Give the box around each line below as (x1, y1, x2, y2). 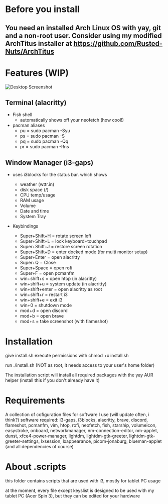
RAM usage (20, 197, 44, 204)
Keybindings (12, 223, 39, 229)
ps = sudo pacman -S (20, 133, 65, 139)
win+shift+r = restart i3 (20, 291, 68, 297)
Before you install (5, 4, 80, 15)
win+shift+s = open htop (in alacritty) (20, 275, 97, 282)
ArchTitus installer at (5, 39, 72, 48)
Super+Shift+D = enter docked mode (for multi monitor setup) (20, 249, 148, 255)
